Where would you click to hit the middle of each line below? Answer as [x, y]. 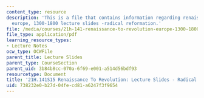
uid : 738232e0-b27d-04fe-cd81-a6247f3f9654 [62, 86]
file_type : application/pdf [42, 35]
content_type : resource [36, 12]
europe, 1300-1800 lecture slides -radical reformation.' [87, 23]
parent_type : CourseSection [42, 63]
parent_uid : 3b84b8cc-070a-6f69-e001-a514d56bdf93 [72, 68]
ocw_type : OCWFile [29, 52]
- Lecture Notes [27, 46]
